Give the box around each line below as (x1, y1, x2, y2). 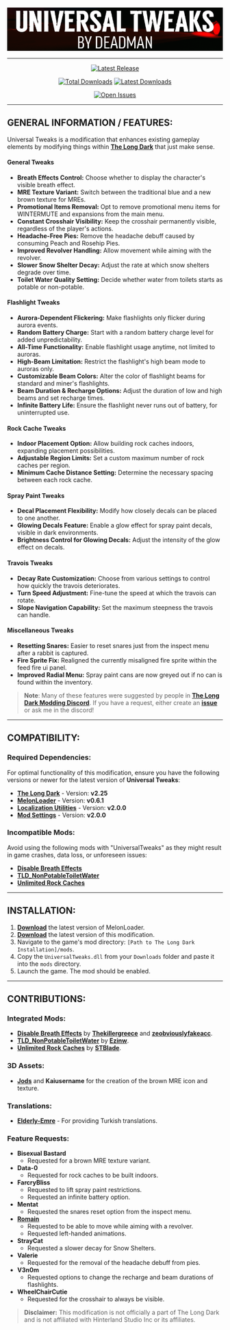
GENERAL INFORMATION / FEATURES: (7, 117, 173, 129)
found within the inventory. (16, 678, 93, 686)
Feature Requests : (7, 1133, 70, 1143)
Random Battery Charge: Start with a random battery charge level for (16, 329, 214, 337)
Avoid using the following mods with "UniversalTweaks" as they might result (7, 843, 222, 851)
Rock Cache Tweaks (7, 424, 66, 432)
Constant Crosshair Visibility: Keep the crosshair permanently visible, (16, 217, 217, 225)
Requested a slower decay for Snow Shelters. (27, 1244, 156, 1252)
